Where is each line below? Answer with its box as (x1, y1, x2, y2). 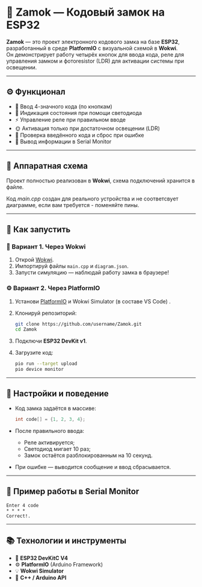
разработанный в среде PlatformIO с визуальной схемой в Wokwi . (6, 45, 178, 52)
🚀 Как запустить (6, 224, 71, 234)
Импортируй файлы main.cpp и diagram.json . (14, 262, 129, 270)
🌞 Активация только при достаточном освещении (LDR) (14, 125, 161, 132)
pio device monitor (14, 367, 64, 373)
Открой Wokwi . (14, 256, 54, 264)
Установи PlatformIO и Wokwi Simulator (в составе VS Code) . (14, 297, 171, 305)
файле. (6, 183, 24, 190)
